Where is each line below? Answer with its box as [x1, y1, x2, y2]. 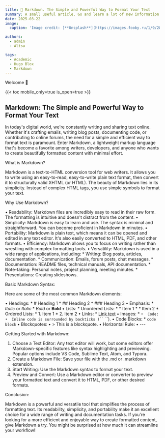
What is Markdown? [5, 160, 46, 166]
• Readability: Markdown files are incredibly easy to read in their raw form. [5, 209, 156, 215]
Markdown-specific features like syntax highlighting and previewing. [12, 346, 151, 351]
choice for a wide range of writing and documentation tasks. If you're [5, 411, 145, 418]
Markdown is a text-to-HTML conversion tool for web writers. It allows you [5, 169, 156, 175]
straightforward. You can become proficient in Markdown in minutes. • [5, 225, 148, 231]
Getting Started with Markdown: [5, 331, 70, 337]
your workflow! [5, 427, 36, 433]
